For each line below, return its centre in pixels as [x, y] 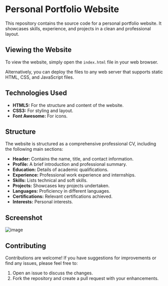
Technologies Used [36, 93]
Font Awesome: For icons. [40, 116]
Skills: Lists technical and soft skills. [50, 181]
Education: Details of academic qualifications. [60, 169]
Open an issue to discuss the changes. [53, 273]
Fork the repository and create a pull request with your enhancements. [86, 278]
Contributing [26, 246]
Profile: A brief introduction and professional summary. [70, 164]
